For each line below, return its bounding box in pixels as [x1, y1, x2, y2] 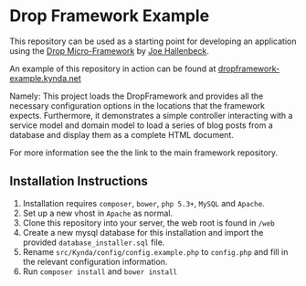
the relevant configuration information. [22, 256, 168, 267]
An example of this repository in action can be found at [9, 63, 216, 74]
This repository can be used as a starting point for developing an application [9, 36, 297, 47]
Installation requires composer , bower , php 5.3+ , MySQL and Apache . [22, 197, 265, 208]
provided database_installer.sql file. [22, 237, 165, 248]
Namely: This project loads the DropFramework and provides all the [9, 90, 264, 101]
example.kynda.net [9, 72, 82, 83]
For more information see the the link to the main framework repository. [9, 147, 279, 158]
